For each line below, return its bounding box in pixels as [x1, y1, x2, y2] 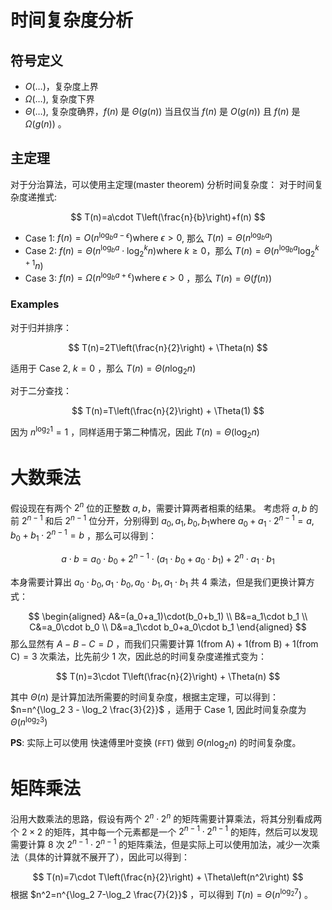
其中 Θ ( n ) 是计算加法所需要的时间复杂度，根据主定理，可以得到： [10, 691, 280, 703]
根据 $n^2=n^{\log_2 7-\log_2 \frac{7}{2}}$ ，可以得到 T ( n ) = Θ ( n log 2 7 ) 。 [10, 886, 314, 900]
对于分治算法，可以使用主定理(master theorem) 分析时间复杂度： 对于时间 [10, 178, 315, 190]
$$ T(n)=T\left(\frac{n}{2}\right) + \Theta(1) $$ [71, 405, 265, 417]
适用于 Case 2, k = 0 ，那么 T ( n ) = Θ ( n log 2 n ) [10, 362, 197, 376]
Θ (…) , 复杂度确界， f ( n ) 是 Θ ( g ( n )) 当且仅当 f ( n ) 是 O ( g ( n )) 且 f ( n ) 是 [24, 106, 301, 117]
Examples [10, 297, 60, 311]
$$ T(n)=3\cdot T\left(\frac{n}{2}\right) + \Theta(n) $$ [55, 670, 281, 682]
